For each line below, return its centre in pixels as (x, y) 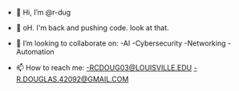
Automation (35, 51)
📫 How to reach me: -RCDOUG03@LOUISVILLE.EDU (104, 67)
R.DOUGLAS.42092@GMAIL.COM (72, 79)
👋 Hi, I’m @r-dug (43, 12)
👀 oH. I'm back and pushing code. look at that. (92, 28)
